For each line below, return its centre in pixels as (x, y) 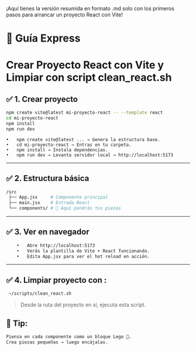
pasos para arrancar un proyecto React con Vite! (64, 15)
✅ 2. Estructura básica (48, 178)
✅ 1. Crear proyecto (42, 99)
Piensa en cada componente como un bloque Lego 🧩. (69, 336)
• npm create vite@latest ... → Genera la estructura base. (83, 139)
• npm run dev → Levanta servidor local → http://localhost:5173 (90, 155)
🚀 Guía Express (43, 38)
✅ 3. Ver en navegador (48, 232)
